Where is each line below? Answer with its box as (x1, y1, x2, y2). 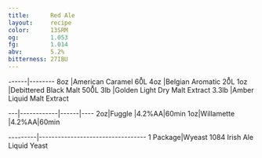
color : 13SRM (8, 26, 68, 34)
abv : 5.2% (8, 48, 65, 56)
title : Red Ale (8, 11, 76, 20)
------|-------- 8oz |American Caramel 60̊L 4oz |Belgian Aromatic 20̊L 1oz (8, 76, 248, 86)
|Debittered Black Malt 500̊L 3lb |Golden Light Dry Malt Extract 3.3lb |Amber (8, 85, 255, 94)
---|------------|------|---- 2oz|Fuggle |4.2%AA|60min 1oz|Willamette (8, 108, 235, 118)
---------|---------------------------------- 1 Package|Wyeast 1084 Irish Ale (8, 132, 253, 141)
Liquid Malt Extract (8, 94, 69, 103)
